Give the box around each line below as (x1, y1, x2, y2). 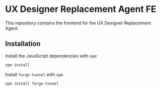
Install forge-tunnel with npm (5, 71, 63, 78)
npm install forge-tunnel (5, 81, 59, 86)
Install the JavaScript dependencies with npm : (5, 53, 98, 59)
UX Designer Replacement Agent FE (5, 3, 157, 15)
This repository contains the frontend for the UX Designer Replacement (5, 20, 152, 26)
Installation (5, 40, 41, 48)
